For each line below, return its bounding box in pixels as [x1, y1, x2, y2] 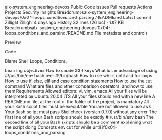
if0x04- [102, 124, 117, 130]
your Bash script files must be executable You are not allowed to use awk [5, 104, 151, 109]
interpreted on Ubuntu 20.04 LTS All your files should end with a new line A [5, 93, 155, 99]
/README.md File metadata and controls [66, 30, 148, 35]
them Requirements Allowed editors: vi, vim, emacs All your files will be [5, 88, 147, 94]
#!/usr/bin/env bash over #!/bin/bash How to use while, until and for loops [5, 73, 153, 78]
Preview [5, 39, 21, 45]
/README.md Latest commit [95, 15, 152, 20]
